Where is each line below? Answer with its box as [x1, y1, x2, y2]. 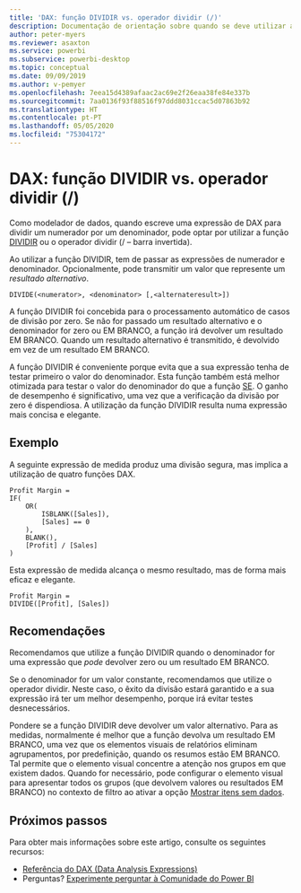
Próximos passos [9, 813, 107, 828]
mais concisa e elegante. [9, 409, 101, 420]
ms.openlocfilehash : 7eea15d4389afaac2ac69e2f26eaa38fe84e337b [9, 88, 251, 97]
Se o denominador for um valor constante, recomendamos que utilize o [9, 674, 272, 685]
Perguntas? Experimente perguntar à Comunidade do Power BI [21, 873, 254, 884]
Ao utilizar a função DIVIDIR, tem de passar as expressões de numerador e [9, 253, 285, 265]
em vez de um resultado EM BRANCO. [9, 344, 150, 355]
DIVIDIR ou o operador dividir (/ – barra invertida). [9, 236, 193, 247]
